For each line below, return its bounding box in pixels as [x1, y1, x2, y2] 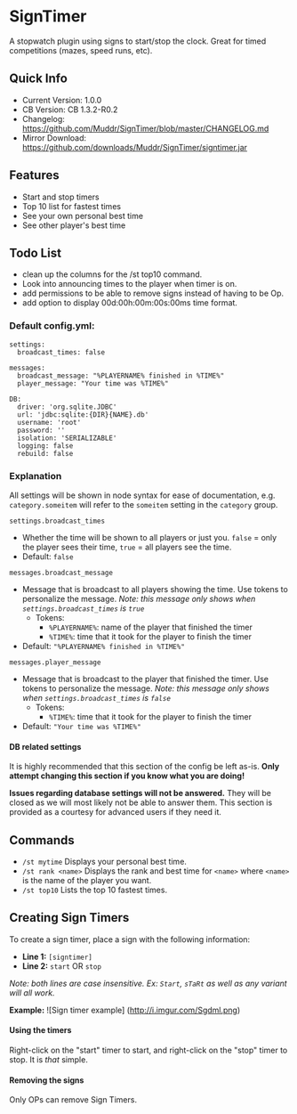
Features [9, 167, 60, 183]
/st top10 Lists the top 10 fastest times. [21, 884, 167, 895]
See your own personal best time [21, 210, 144, 221]
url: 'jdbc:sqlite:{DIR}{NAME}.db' [17, 410, 149, 419]
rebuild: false [17, 449, 74, 458]
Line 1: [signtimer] [21, 951, 93, 962]
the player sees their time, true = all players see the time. [21, 541, 232, 552]
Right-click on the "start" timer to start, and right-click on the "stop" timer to [9, 1045, 288, 1055]
